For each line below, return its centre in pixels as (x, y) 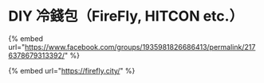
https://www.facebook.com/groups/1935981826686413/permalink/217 (140, 47)
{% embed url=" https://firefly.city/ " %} (72, 70)
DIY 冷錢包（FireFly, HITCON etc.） (126, 16)
